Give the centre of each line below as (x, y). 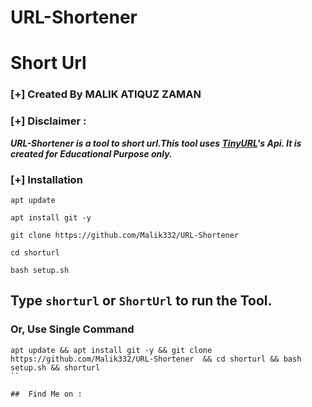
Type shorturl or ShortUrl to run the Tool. (141, 301)
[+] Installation (46, 179)
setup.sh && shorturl (55, 367)
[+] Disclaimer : (48, 121)
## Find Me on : (46, 394)
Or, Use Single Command (72, 329)
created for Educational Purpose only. (91, 153)
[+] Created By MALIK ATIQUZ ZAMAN (106, 94)
